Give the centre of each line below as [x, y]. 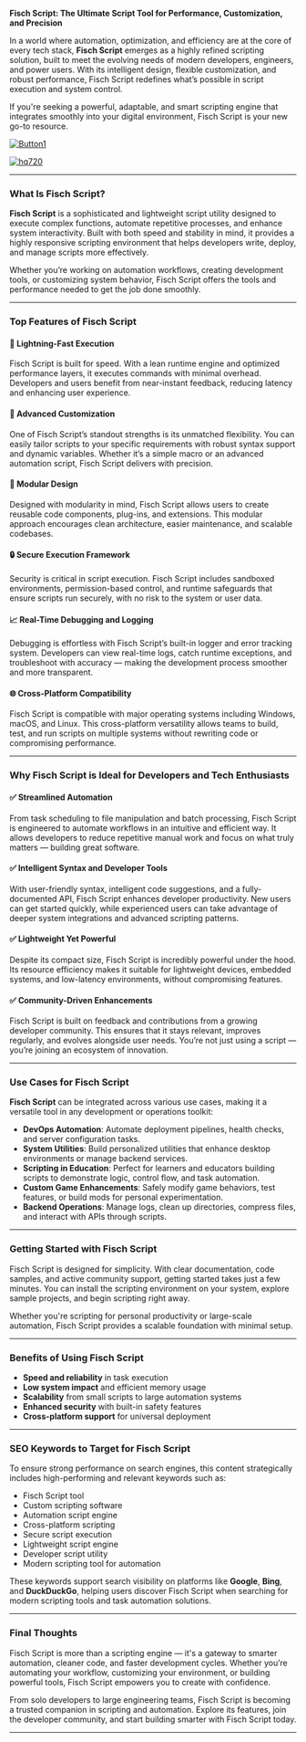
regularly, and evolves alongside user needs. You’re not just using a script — [153, 1041]
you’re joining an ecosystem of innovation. [89, 1050]
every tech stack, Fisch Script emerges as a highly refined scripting [137, 50]
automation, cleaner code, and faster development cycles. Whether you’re [149, 1663]
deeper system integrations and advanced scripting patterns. [124, 918]
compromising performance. [63, 743]
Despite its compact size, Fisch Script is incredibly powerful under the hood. [153, 960]
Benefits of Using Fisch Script [76, 1358]
